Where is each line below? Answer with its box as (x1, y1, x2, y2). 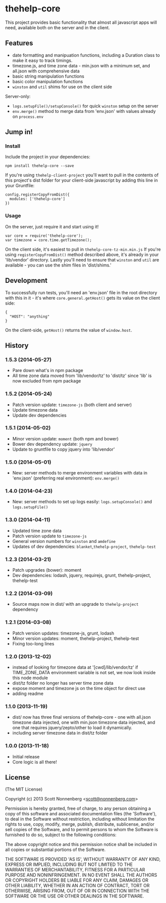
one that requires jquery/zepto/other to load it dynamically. (12, 725, 132, 731)
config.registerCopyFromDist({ (5, 192, 70, 197)
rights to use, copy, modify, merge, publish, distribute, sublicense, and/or (5, 821, 155, 827)
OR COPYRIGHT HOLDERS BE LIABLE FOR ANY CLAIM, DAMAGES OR (5, 877, 149, 883)
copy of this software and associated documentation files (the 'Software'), (5, 811, 157, 817)
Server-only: (5, 93, 31, 99)
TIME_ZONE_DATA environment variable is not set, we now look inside (12, 669, 156, 675)
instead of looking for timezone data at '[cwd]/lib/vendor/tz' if (12, 664, 138, 670)
